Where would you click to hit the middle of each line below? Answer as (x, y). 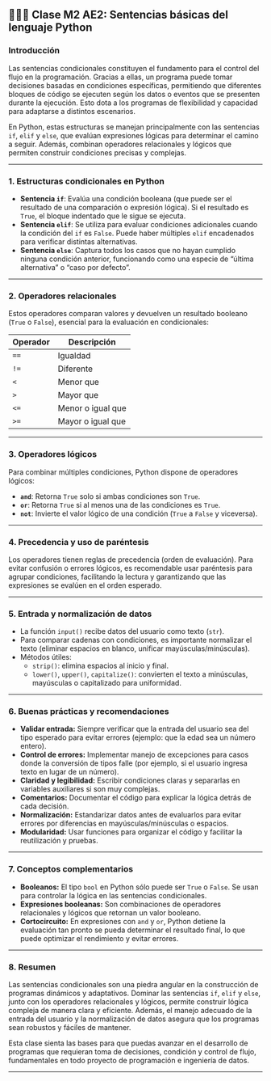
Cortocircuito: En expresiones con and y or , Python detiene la (123, 921)
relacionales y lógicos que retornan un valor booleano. (110, 912)
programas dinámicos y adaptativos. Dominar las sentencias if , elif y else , (134, 993)
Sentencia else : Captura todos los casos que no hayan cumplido (128, 250)
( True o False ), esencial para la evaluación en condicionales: (109, 322)
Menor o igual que (92, 408)
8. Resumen (32, 967)
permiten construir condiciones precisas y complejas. (98, 152)
